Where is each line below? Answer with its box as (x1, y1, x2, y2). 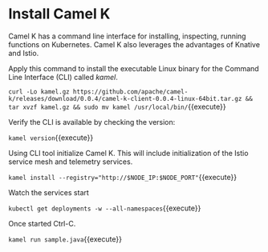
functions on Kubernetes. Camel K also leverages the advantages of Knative (8, 39, 261, 49)
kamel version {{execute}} (8, 133, 94, 142)
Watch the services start (8, 187, 90, 197)
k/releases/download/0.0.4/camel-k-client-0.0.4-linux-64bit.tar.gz (8, 94, 242, 102)
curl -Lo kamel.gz (8, 87, 70, 96)
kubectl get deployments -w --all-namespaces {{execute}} (8, 203, 201, 213)
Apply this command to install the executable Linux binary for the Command (8, 63, 259, 73)
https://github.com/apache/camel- (72, 87, 189, 96)
